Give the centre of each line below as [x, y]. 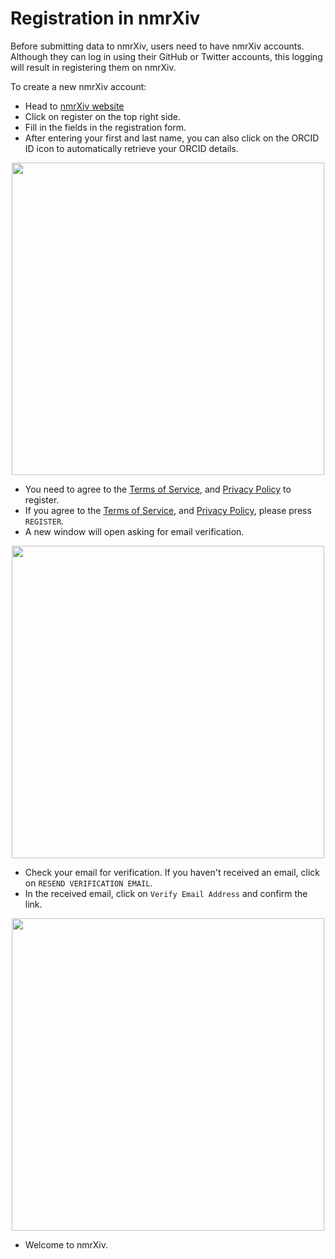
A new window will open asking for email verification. [134, 531]
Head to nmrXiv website [74, 106]
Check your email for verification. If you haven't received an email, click [172, 872]
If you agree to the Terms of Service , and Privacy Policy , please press [168, 510]
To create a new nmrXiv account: [78, 86]
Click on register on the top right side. [103, 116]
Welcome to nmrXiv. [66, 1244]
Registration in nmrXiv [105, 18]
